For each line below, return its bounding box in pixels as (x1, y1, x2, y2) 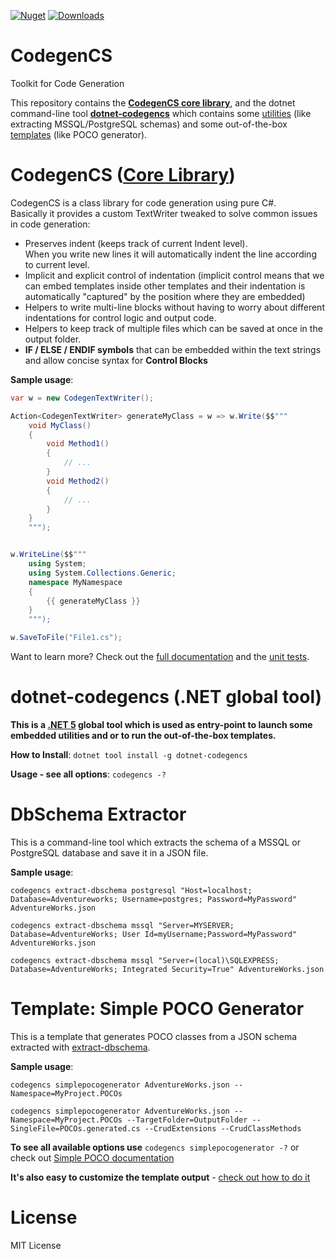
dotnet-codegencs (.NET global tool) (10, 686, 323, 709)
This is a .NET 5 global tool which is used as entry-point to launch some (10, 718, 313, 730)
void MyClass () (28, 420, 92, 430)
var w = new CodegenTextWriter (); (10, 393, 155, 403)
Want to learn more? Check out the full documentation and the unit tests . (10, 651, 310, 662)
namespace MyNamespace (28, 577, 123, 587)
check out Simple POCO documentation (10, 1151, 175, 1164)
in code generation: (10, 218, 91, 230)
